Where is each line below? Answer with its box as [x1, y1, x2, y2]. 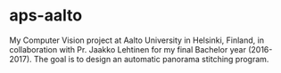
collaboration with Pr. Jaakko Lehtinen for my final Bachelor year [9, 44, 247, 54]
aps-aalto [9, 5, 83, 26]
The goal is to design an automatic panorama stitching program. [34, 53, 269, 64]
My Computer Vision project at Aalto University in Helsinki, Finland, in [9, 35, 265, 45]
